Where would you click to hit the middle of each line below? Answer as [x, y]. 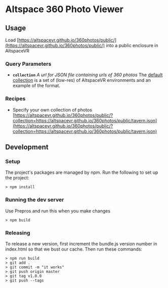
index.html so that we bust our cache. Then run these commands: [74, 249]
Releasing [18, 232]
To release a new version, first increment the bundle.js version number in [81, 244]
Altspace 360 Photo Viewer [65, 9]
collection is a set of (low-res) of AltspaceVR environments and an [81, 80]
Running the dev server [35, 200]
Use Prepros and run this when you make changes [58, 211]
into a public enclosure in [132, 45]
